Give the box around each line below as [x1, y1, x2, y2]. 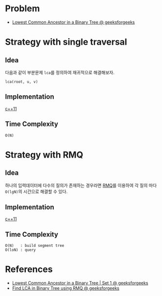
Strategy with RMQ [5, 149, 83, 160]
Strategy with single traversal [5, 36, 127, 48]
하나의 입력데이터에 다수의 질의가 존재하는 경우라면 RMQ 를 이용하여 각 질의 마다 [5, 182, 157, 188]
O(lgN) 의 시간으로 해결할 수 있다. [5, 188, 68, 194]
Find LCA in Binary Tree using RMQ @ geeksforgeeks [12, 285, 120, 291]
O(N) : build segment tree [5, 243, 64, 248]
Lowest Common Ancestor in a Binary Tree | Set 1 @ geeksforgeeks [12, 280, 148, 286]
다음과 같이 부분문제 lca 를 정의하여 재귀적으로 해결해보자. [5, 69, 115, 75]
